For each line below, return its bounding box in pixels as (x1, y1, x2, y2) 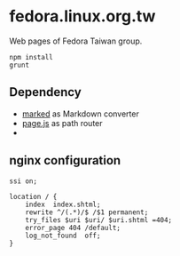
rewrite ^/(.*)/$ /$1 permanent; (25, 207, 149, 217)
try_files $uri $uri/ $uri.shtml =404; (25, 215, 173, 224)
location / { (9, 192, 58, 201)
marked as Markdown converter (21, 108, 139, 119)
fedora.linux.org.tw (9, 6, 156, 27)
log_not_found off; (25, 231, 101, 240)
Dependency (9, 84, 82, 100)
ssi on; (9, 176, 38, 186)
